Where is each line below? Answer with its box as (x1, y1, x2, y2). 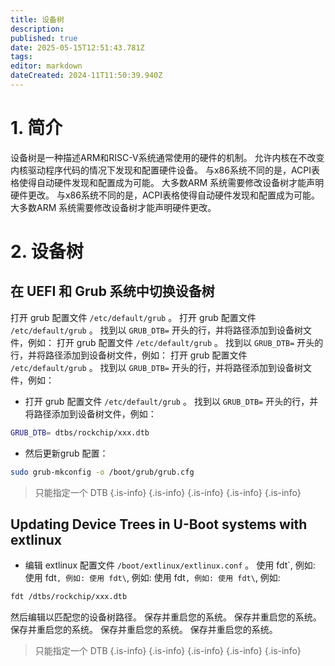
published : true (10, 33, 78, 43)
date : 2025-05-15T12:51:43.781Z (10, 42, 145, 53)
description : (10, 24, 65, 34)
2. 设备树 (10, 241, 84, 263)
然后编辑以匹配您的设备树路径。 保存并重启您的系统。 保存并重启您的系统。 (10, 611, 322, 623)
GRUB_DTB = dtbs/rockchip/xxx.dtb (10, 427, 150, 438)
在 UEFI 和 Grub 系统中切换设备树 (10, 283, 215, 300)
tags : (10, 52, 33, 62)
